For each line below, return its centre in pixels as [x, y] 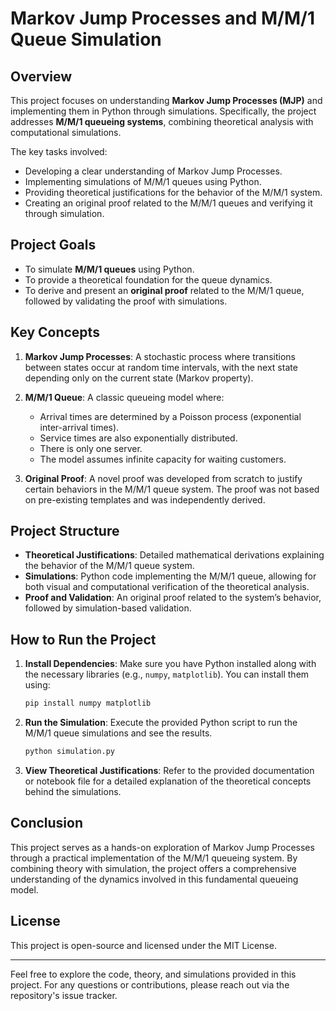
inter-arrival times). [79, 427]
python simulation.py [69, 752]
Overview [41, 76]
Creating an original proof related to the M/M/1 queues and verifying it [168, 203]
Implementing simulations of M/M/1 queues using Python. [143, 181]
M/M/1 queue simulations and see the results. [118, 733]
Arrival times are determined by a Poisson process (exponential [170, 416]
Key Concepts [55, 332]
